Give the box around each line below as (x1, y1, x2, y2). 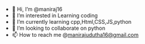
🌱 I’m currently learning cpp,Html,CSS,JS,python (11, 18, 132, 25)
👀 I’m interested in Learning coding (11, 12, 98, 19)
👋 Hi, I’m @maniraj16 (11, 6, 63, 12)
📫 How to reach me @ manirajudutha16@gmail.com (11, 32, 139, 38)
